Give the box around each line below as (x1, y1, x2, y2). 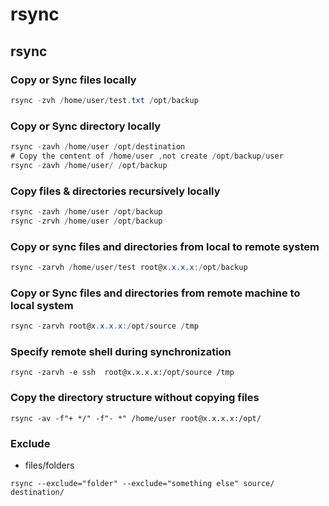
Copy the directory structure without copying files (10, 391, 260, 405)
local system (10, 298, 74, 312)
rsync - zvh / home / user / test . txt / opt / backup (10, 95, 199, 105)
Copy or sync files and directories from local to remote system (10, 239, 320, 253)
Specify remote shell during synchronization (10, 344, 232, 358)
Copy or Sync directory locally (10, 119, 162, 133)
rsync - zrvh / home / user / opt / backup (10, 216, 163, 226)
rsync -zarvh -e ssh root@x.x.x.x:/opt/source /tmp (10, 368, 235, 378)
